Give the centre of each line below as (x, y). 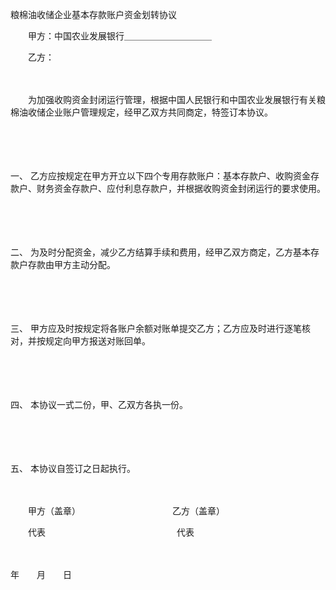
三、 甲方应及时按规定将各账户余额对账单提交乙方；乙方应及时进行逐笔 (156, 328)
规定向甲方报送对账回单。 (97, 341)
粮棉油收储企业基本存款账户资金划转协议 (93, 14)
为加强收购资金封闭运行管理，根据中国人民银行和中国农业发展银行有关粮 (176, 99)
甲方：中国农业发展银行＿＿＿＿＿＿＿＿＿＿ (119, 36)
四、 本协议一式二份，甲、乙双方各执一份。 (99, 404)
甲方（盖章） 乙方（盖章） (126, 511)
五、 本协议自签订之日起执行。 (71, 468)
